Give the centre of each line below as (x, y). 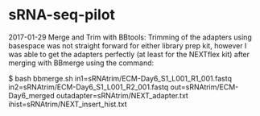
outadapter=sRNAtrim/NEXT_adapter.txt (122, 95)
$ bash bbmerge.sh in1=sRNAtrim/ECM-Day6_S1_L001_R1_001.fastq (120, 78)
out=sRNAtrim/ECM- (204, 87)
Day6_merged (31, 95)
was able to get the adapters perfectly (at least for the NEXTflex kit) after (129, 54)
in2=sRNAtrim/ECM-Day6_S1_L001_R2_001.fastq (89, 87)
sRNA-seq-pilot (62, 15)
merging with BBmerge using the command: (81, 63)
